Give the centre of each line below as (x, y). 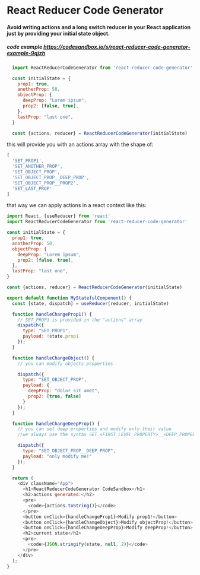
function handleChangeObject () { (53, 358)
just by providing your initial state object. (58, 33)
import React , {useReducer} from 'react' (59, 216)
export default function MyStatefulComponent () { (69, 298)
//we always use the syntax (52, 435)
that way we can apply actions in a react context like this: (77, 205)
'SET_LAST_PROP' (32, 188)
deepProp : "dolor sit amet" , (64, 391)
